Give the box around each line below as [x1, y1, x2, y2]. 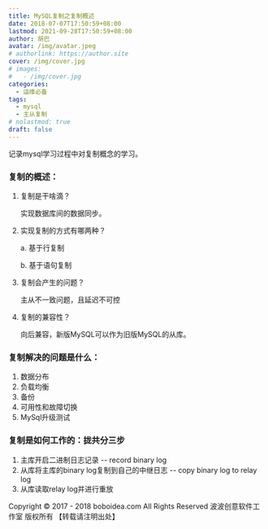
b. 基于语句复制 [19, 260, 72, 270]
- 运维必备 [15, 87, 48, 96]
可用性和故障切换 [19, 402, 78, 412]
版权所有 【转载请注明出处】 [24, 511, 119, 521]
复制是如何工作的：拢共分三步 [8, 435, 126, 446]
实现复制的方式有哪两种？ [19, 225, 106, 236]
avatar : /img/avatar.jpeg [8, 42, 96, 50]
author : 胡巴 [8, 34, 50, 43]
